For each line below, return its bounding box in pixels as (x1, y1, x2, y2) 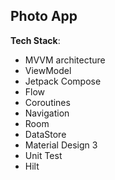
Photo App (10, 8, 78, 25)
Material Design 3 (24, 139, 98, 151)
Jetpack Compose (24, 75, 102, 87)
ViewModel (24, 64, 72, 76)
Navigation (24, 107, 70, 119)
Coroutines (24, 96, 71, 108)
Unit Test (24, 149, 63, 161)
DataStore (24, 128, 67, 140)
